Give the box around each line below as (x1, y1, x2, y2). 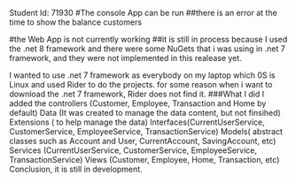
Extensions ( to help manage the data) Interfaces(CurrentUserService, (9, 117, 266, 127)
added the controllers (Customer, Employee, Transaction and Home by (9, 98, 267, 109)
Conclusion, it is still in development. (9, 164, 144, 174)
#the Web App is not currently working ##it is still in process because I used (9, 34, 288, 44)
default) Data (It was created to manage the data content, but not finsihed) (9, 108, 281, 118)
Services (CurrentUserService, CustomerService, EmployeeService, (9, 145, 258, 156)
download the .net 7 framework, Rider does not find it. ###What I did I (9, 88, 265, 99)
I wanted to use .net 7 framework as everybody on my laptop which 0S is (9, 70, 277, 80)
